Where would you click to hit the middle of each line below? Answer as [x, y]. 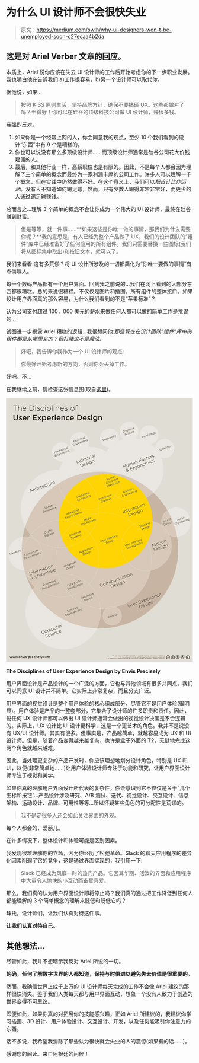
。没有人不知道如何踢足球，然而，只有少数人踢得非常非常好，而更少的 [105, 189]
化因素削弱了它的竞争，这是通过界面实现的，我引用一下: [75, 860]
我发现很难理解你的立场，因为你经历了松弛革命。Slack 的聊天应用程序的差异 [99, 853]
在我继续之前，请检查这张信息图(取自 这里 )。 [60, 389]
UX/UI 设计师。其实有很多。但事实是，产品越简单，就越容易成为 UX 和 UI [102, 733]
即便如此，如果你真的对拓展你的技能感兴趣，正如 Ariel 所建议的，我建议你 [96, 1014]
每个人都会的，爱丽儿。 [35, 828]
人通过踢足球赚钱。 [38, 196]
